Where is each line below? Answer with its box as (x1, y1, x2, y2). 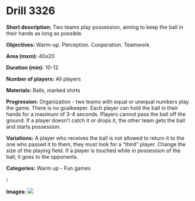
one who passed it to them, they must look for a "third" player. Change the (6, 140, 186, 148)
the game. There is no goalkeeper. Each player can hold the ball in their (6, 104, 179, 111)
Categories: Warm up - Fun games (6, 165, 91, 172)
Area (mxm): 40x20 (6, 52, 55, 59)
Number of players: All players (6, 75, 81, 82)
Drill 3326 (6, 4, 56, 18)
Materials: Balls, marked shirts (6, 86, 80, 93)
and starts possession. (6, 123, 61, 130)
